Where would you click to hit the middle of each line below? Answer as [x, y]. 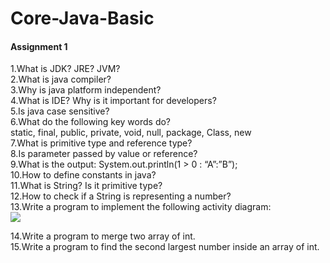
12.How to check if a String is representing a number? [121, 196]
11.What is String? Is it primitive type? [86, 186]
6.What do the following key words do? [91, 122]
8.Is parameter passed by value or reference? [104, 154]
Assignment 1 [39, 46]
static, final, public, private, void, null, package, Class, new [131, 133]
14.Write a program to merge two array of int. [103, 236]
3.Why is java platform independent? [86, 90]
